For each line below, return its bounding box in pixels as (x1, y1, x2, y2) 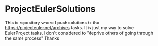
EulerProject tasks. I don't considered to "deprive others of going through (5, 30, 153, 36)
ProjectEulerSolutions (5, 3, 96, 15)
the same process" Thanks (5, 35, 60, 41)
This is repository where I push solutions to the (5, 20, 100, 25)
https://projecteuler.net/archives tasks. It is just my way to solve (5, 24, 134, 30)
